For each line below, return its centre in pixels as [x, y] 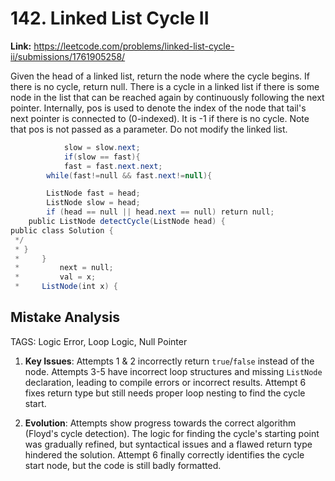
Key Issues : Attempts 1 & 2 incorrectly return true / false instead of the [169, 361]
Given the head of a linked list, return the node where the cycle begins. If [160, 76]
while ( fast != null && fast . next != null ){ [129, 175]
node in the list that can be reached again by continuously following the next [167, 97]
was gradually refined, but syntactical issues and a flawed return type [168, 444]
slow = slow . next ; [102, 147]
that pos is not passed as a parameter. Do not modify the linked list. [149, 129]
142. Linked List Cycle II [110, 18]
